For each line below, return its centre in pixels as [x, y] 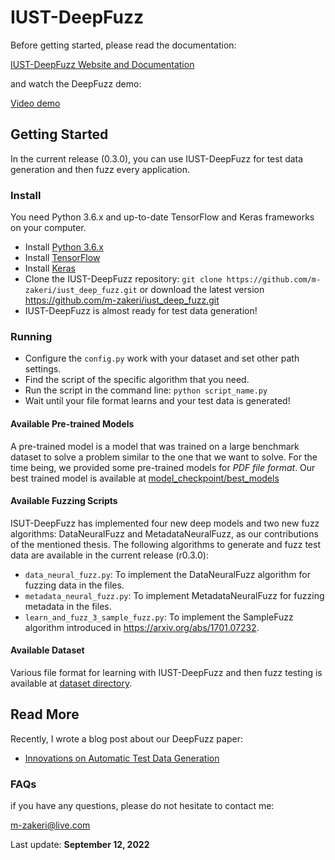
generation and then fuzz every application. [100, 169]
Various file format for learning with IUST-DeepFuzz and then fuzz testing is [166, 672]
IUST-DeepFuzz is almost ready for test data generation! [141, 311]
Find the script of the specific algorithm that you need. [137, 380]
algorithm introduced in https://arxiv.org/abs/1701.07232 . [142, 627]
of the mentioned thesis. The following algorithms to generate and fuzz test [165, 544]
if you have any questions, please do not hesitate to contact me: [142, 806]
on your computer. [48, 228]
